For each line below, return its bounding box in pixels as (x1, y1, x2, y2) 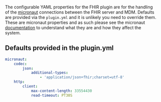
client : (22, 84, 38, 89)
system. (5, 30, 21, 35)
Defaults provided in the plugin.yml (5, 44, 114, 52)
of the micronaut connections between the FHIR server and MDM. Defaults (5, 9, 154, 15)
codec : (14, 61, 27, 66)
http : (14, 80, 25, 85)
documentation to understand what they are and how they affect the (5, 25, 142, 31)
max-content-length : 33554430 (31, 88, 92, 93)
